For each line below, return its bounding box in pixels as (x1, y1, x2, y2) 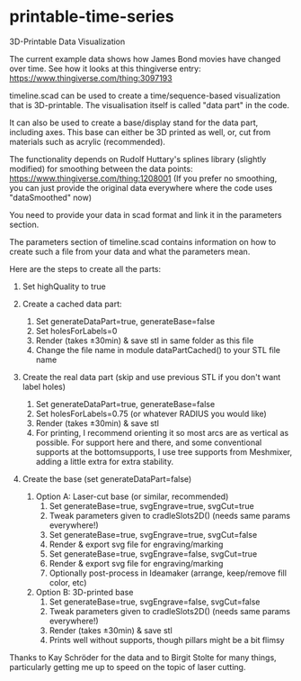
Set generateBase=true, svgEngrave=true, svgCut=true (49, 500, 254, 511)
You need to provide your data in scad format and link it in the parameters (9, 209, 282, 220)
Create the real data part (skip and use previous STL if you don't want (22, 371, 281, 382)
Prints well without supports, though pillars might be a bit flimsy (49, 634, 285, 645)
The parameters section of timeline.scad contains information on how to (9, 236, 277, 247)
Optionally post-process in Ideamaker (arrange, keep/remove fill (49, 567, 288, 578)
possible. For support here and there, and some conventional (35, 437, 262, 448)
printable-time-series (9, 6, 174, 27)
